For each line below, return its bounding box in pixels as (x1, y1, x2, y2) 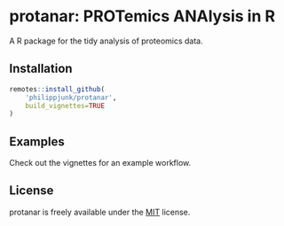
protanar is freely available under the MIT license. (9, 207, 191, 217)
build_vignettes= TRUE (25, 101, 105, 110)
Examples (9, 134, 65, 149)
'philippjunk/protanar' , (25, 93, 117, 102)
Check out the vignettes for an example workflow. (9, 158, 192, 168)
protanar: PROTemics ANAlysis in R (9, 6, 276, 27)
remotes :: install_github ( (9, 84, 105, 94)
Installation (9, 61, 73, 76)
